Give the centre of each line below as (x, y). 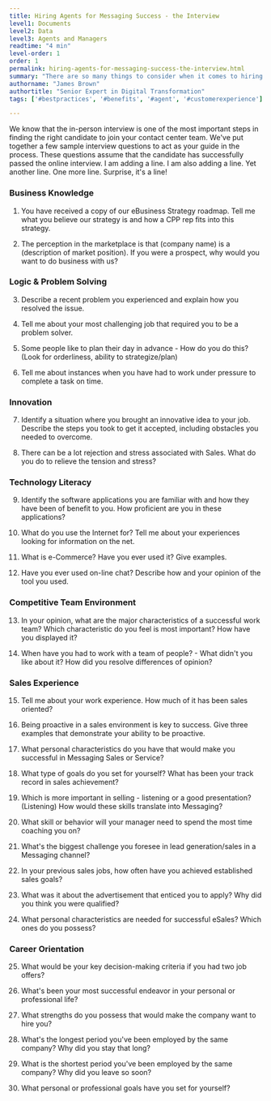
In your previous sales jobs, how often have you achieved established (137, 871)
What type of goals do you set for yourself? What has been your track (137, 773)
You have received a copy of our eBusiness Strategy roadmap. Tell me (138, 211)
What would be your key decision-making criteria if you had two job (134, 966)
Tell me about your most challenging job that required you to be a (129, 323)
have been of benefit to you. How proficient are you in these (121, 508)
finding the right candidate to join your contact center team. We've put (126, 138)
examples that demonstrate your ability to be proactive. (113, 734)
